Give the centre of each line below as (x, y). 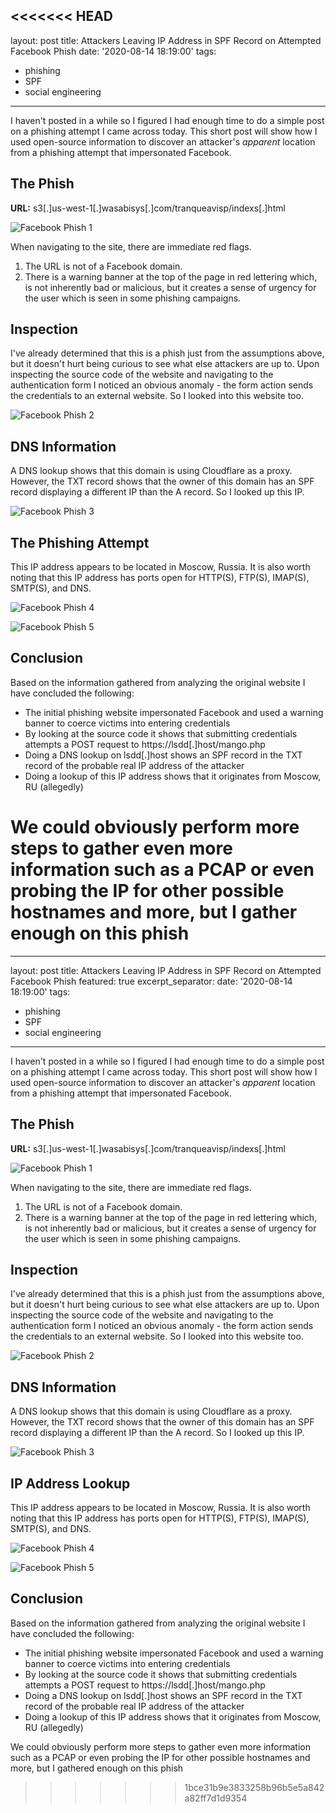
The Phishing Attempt (80, 542)
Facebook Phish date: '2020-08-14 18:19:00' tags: (113, 51)
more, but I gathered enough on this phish (97, 1768)
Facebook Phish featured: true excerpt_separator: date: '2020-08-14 (151, 981)
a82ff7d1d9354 (216, 1798)
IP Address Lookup (70, 1483)
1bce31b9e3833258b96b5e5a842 (254, 1787)
